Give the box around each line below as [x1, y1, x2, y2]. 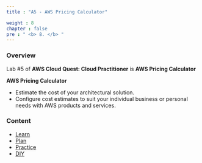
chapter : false [6, 26, 48, 32]
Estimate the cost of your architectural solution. [15, 89, 135, 96]
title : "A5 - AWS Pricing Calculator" [6, 9, 108, 15]
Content [6, 117, 32, 125]
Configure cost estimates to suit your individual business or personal [15, 95, 188, 102]
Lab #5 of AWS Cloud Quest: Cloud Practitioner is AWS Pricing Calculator [6, 65, 197, 72]
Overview [6, 51, 36, 60]
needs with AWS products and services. [15, 102, 116, 109]
